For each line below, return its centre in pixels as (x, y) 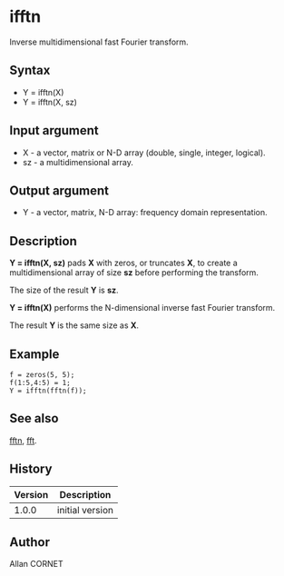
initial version (85, 510)
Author (29, 542)
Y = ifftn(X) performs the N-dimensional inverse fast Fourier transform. (142, 308)
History (31, 469)
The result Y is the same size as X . (74, 325)
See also (34, 418)
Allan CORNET (36, 564)
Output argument (59, 190)
